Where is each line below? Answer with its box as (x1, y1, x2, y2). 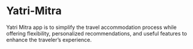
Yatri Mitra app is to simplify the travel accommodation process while (6, 24, 177, 31)
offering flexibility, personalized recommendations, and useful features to (6, 30, 188, 37)
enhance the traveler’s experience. (6, 36, 92, 43)
